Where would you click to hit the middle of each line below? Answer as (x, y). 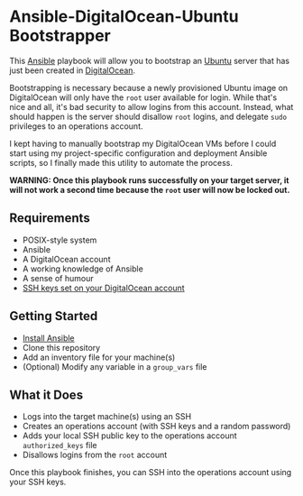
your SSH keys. (38, 482)
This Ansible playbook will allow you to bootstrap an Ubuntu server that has (150, 60)
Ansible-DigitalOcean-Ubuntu (124, 17)
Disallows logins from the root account (95, 455)
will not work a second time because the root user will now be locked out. (150, 189)
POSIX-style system (60, 240)
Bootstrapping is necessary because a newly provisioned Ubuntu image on (149, 87)
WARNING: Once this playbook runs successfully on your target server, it (149, 180)
